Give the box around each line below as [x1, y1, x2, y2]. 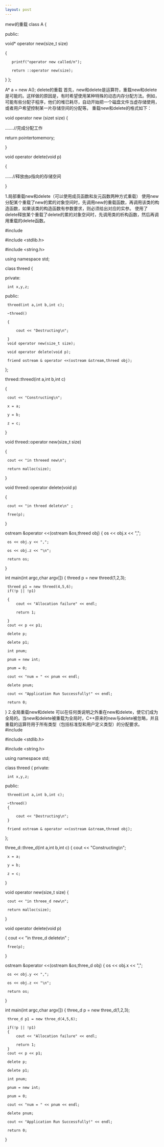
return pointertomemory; [5, 135, 55, 140]
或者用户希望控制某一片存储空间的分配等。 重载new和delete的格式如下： [5, 105, 152, 111]
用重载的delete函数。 [5, 217, 48, 223]
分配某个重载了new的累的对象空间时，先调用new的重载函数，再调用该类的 [5, 199, 155, 205]
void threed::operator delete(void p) [5, 484, 77, 490]
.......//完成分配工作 [5, 125, 43, 131]
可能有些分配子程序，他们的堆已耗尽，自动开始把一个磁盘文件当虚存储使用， [5, 99, 160, 105]
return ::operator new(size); [11, 68, 73, 73]
